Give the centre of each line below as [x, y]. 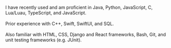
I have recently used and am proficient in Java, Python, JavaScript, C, [79, 7]
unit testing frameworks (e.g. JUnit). [44, 40]
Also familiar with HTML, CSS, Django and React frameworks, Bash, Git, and [85, 34]
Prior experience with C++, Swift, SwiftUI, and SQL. [60, 23]
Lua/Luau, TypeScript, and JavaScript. [46, 13]
